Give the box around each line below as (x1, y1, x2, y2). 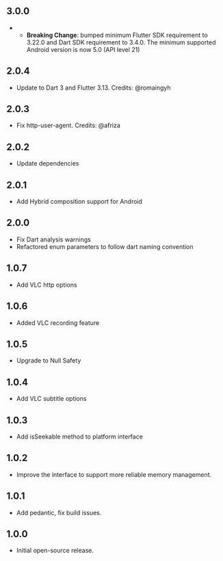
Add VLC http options (16, 280, 77, 289)
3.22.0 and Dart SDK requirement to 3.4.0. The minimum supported (26, 38, 216, 47)
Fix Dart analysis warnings (16, 235, 92, 244)
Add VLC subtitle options (16, 395, 87, 403)
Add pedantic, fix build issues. (16, 508, 102, 517)
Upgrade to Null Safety (16, 356, 81, 365)
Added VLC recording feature (16, 318, 100, 327)
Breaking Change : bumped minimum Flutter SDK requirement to (26, 31, 208, 39)
